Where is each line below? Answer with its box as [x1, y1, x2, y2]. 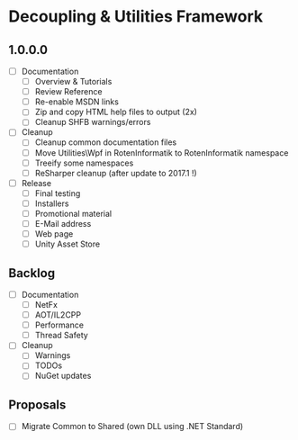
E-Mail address [34, 218, 92, 229]
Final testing [34, 187, 81, 199]
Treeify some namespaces [34, 157, 134, 168]
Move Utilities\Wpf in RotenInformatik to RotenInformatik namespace [34, 147, 289, 158]
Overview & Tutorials [34, 76, 113, 87]
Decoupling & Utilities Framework [8, 6, 264, 27]
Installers [34, 198, 69, 209]
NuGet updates [34, 371, 92, 382]
